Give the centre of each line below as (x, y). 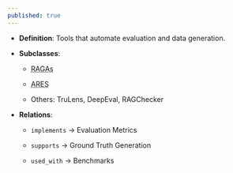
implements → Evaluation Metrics (84, 130)
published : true (34, 15)
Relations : (36, 115)
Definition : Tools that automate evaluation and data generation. (122, 38)
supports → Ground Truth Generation (91, 145)
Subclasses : (39, 53)
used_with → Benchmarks (72, 160)
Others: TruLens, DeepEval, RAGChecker (97, 99)
